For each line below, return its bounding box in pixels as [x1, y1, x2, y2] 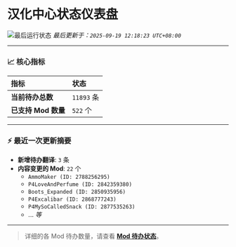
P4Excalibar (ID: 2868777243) [27, 196, 117, 203]
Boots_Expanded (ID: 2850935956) [27, 188, 126, 195]
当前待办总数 [11, 93, 54, 102]
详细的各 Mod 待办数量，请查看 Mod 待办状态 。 [24, 232, 163, 240]
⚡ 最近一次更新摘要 [7, 136, 72, 146]
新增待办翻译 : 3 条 [17, 155, 70, 163]
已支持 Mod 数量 [11, 106, 65, 116]
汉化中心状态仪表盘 [7, 6, 119, 22]
